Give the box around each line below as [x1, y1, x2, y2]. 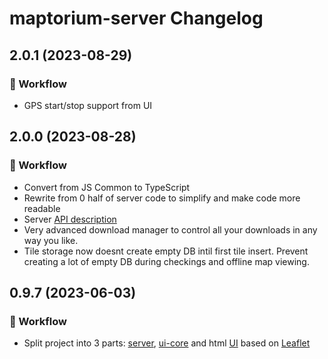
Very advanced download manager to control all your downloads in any [23, 223, 318, 236]
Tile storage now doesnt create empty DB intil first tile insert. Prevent [23, 245, 309, 257]
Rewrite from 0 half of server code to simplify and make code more [23, 192, 301, 204]
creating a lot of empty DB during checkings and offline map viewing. [23, 255, 310, 267]
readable [23, 202, 61, 214]
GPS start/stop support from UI [23, 99, 153, 111]
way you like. [23, 234, 79, 246]
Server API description [23, 213, 117, 225]
